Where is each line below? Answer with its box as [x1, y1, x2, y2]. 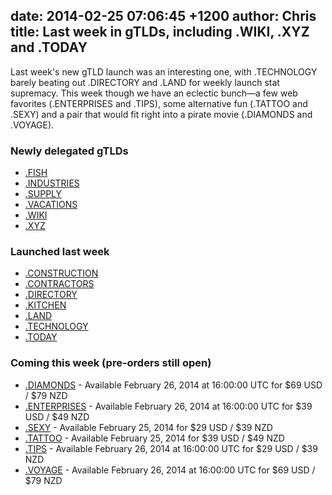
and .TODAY [10, 39, 88, 56]
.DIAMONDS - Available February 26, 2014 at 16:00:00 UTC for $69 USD [24, 379, 323, 391]
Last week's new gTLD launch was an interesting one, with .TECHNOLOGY [10, 65, 318, 78]
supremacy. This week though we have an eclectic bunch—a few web [10, 87, 298, 99]
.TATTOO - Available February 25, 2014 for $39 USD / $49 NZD [24, 432, 285, 444]
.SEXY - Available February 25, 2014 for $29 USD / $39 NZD [24, 421, 273, 433]
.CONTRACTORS [24, 278, 95, 290]
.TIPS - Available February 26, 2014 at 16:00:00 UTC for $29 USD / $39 [24, 442, 318, 454]
